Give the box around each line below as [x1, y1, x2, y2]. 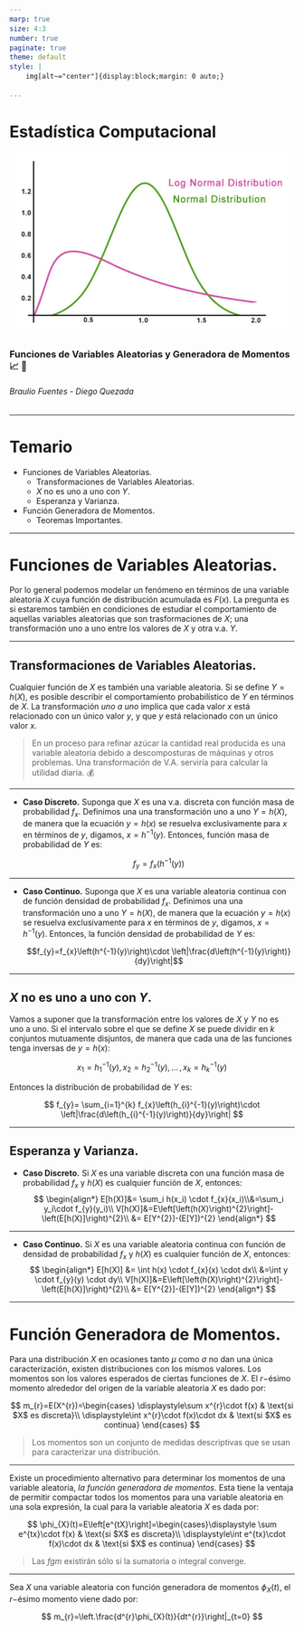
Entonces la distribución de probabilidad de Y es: [9, 1082, 193, 1092]
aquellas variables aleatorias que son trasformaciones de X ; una [9, 614, 249, 625]
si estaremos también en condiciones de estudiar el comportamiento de [9, 604, 278, 615]
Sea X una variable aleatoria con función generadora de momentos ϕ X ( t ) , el [9, 1582, 291, 1595]
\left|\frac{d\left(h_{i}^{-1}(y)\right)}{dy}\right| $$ [60, 1109, 244, 1120]
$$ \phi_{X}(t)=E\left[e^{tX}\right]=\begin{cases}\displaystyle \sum [26, 1519, 278, 1530]
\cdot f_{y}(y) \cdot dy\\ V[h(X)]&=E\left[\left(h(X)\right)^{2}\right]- [34, 1274, 283, 1285]
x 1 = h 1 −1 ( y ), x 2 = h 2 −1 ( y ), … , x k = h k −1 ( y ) [76, 1060, 228, 1074]
